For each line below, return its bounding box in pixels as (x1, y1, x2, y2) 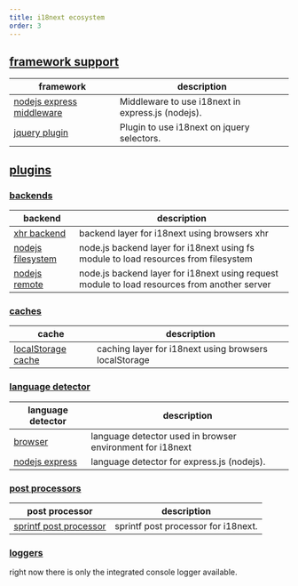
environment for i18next (90, 441, 192, 454)
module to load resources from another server (79, 278, 271, 290)
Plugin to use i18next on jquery (119, 121, 250, 133)
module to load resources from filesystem (79, 253, 253, 265)
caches (9, 304, 43, 317)
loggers (9, 546, 43, 558)
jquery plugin (13, 126, 69, 139)
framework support (9, 54, 120, 69)
